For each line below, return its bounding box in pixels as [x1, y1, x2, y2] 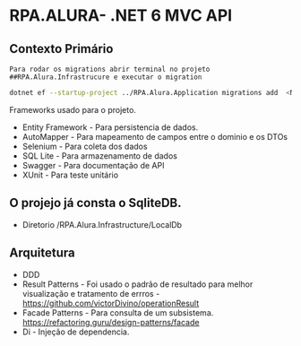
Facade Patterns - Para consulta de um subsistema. [21, 307, 214, 318]
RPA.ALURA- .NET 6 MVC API [9, 5, 233, 26]
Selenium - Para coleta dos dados [21, 141, 148, 151]
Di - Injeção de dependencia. [21, 326, 130, 337]
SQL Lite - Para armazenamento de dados [21, 150, 177, 161]
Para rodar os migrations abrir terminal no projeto [9, 65, 211, 74]
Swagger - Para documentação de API [21, 160, 165, 170]
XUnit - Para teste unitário [21, 169, 119, 180]
